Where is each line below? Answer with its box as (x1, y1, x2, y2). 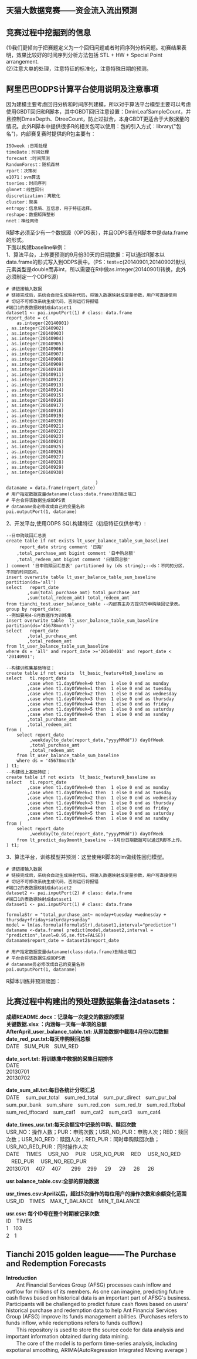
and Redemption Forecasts (6, 1258, 107, 1269)
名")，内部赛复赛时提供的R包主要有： (6, 130, 96, 137)
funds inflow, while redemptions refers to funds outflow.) (6, 1319, 143, 1326)
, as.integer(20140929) (6, 464, 64, 471)
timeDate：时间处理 (6, 149, 49, 155)
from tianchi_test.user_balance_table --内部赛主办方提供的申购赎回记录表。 (6, 601, 183, 607)
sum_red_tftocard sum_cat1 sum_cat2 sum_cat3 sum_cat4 (6, 1108, 161, 1115)
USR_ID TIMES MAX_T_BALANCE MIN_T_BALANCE (6, 1197, 141, 1204)
